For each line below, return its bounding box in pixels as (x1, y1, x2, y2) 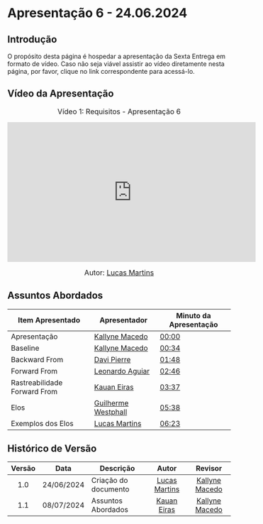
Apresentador (99, 315, 147, 324)
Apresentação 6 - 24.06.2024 (7, 5, 188, 21)
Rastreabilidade (11, 378, 63, 388)
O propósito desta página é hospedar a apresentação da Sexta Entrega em (7, 52, 225, 60)
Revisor (196, 464, 222, 474)
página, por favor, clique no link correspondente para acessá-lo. (7, 67, 195, 75)
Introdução (7, 33, 57, 45)
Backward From (11, 354, 64, 364)
